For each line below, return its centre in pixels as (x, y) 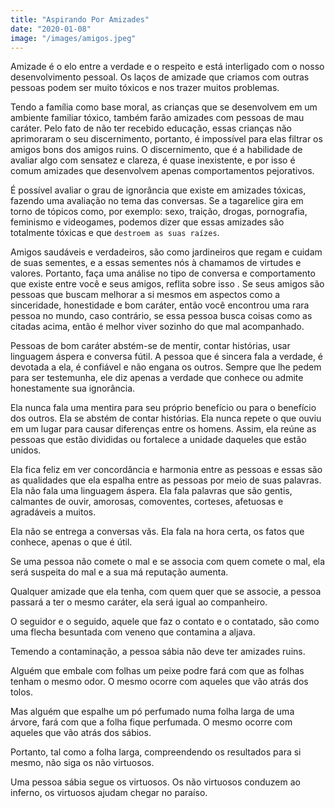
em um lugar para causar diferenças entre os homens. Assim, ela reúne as (163, 429)
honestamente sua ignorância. (73, 388)
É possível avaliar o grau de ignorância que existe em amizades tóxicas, (158, 190)
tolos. (22, 692)
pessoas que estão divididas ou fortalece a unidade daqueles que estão (158, 440)
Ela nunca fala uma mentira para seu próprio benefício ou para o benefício (163, 408)
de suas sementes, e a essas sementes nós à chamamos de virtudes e (156, 263)
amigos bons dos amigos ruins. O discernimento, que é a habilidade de (156, 150)
